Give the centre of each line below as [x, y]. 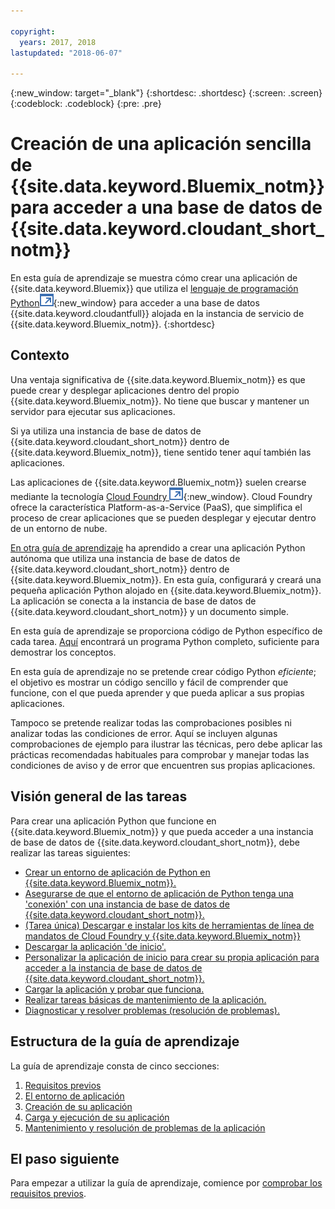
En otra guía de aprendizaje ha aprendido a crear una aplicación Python [158, 547]
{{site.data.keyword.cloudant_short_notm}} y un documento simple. [150, 611]
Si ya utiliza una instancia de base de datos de [106, 431]
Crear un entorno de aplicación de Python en [117, 872]
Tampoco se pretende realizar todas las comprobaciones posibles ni [151, 722]
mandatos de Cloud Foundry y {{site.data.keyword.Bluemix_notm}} [162, 936]
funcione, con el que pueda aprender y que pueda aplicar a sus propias [157, 692]
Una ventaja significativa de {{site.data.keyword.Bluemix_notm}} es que [158, 379]
